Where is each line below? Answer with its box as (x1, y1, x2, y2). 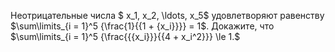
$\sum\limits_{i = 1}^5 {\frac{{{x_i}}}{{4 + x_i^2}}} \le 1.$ (10, 31, 241, 42)
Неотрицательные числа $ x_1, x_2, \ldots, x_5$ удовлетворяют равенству (10, 10, 325, 21)
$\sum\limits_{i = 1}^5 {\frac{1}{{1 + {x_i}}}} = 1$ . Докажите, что (10, 20, 275, 32)
